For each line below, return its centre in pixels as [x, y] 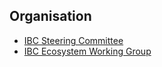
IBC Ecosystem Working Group [87, 51]
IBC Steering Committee [73, 40]
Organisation [50, 16]
